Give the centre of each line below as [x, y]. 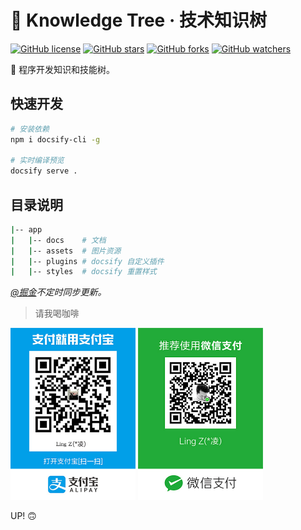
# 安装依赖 [30, 129]
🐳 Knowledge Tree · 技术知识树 [138, 20]
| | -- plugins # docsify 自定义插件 [87, 261]
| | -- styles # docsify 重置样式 [83, 272]
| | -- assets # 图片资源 [66, 251]
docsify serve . [44, 171]
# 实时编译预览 [37, 161]
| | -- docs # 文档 [58, 240]
